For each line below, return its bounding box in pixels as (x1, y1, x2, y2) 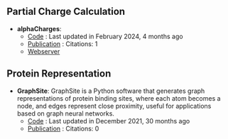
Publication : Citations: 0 (27, 124, 99, 133)
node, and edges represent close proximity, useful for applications (16, 101, 212, 110)
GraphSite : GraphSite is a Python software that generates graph (16, 87, 205, 95)
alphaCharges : (16, 24, 62, 33)
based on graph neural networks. (16, 109, 115, 118)
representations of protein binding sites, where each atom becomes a (16, 94, 221, 102)
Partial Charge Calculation (6, 6, 126, 18)
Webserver (27, 47, 60, 55)
